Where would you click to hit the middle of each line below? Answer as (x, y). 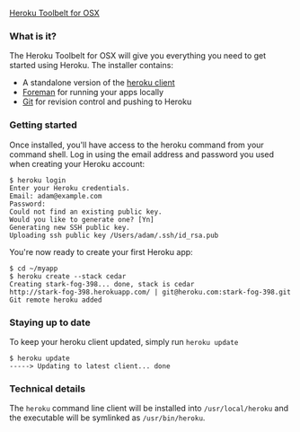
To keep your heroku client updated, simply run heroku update (124, 341)
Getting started (44, 125)
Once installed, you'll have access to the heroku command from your (137, 145)
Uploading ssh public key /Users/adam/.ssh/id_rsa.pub (114, 235)
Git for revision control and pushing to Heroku (107, 101)
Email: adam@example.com (56, 196)
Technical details (48, 388)
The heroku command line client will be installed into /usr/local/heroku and (149, 409)
